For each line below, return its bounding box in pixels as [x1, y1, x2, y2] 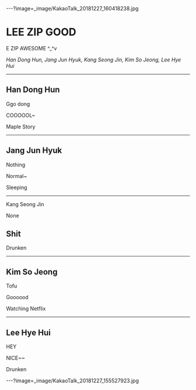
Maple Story [6, 123, 36, 130]
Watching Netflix [6, 305, 46, 312]
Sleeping [6, 184, 27, 191]
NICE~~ [6, 354, 25, 361]
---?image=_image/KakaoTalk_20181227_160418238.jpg [6, 5, 139, 12]
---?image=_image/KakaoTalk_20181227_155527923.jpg [6, 377, 139, 384]
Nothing [6, 161, 26, 168]
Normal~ [6, 172, 27, 179]
